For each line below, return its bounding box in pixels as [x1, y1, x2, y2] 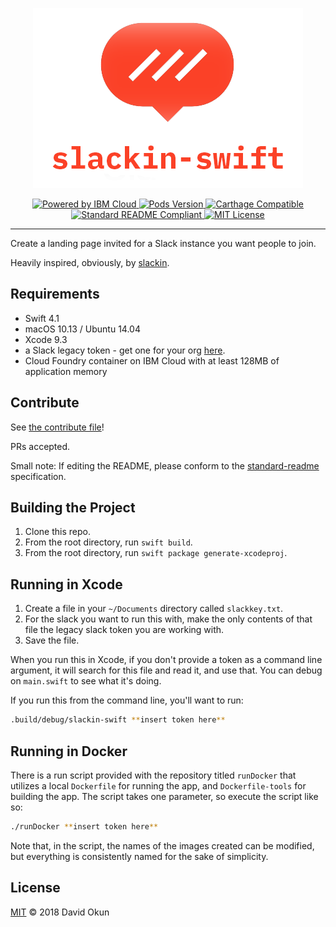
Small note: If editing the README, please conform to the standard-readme [10, 459, 320, 472]
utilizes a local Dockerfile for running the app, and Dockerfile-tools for [10, 779, 307, 792]
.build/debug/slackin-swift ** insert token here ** [10, 715, 226, 725]
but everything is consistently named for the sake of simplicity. [10, 850, 269, 862]
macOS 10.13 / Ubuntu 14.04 [24, 323, 141, 335]
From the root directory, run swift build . [24, 536, 193, 548]
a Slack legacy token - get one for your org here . [24, 344, 226, 356]
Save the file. [24, 634, 80, 647]
